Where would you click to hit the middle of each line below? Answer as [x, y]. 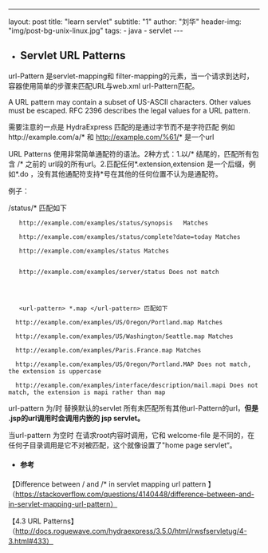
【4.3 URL [25, 521]
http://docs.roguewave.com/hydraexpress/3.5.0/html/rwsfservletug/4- [131, 531]
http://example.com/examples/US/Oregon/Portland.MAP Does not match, [133, 364]
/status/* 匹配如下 [38, 208]
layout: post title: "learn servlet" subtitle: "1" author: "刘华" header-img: [125, 22]
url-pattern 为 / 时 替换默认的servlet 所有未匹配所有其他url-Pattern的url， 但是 [134, 408]
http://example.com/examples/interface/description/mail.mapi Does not [137, 385]
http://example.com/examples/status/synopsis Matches [114, 223]
